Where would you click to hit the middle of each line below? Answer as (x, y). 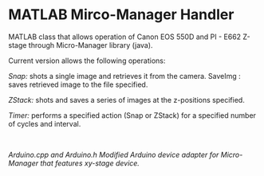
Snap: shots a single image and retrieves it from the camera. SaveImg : (124, 76)
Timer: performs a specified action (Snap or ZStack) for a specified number (132, 115)
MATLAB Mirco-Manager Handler (121, 15)
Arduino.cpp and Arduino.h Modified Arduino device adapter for (114, 154)
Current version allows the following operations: (87, 61)
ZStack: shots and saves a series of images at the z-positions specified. (126, 100)
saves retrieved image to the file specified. (78, 84)
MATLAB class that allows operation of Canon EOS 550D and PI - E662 (125, 37)
